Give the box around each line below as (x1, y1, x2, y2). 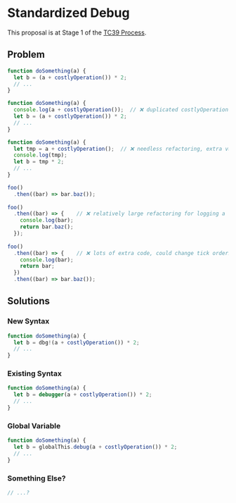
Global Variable (7, 421, 61, 430)
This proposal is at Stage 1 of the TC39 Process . (7, 28, 147, 37)
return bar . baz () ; (20, 223, 74, 230)
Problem (7, 49, 46, 61)
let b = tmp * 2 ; (13, 159, 65, 166)
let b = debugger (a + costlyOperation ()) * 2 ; (13, 391, 152, 399)
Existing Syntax (7, 368, 62, 378)
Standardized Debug (7, 5, 130, 21)
